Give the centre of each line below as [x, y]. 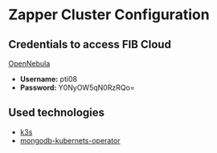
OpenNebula [29, 63]
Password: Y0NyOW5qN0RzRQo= [77, 87]
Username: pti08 [49, 79]
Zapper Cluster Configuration [109, 15]
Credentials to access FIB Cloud [90, 44]
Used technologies [57, 113]
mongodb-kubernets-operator [70, 140]
